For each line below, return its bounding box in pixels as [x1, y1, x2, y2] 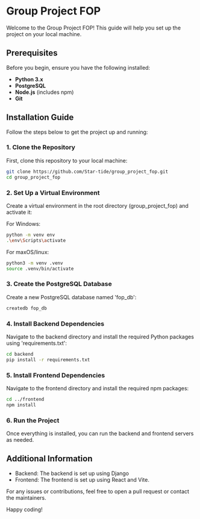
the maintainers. [6, 494, 46, 501]
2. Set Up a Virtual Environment [6, 188, 101, 197]
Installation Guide [6, 113, 74, 123]
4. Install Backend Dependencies [6, 319, 104, 328]
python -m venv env [6, 232, 55, 238]
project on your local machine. [6, 30, 82, 37]
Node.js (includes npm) [14, 89, 74, 96]
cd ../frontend [6, 396, 45, 402]
